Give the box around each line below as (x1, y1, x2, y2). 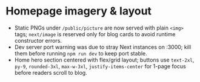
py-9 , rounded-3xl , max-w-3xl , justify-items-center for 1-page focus (14, 62, 186, 70)
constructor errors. (14, 37, 62, 44)
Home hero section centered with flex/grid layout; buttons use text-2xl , (14, 56, 195, 63)
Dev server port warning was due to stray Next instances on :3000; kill (14, 43, 192, 51)
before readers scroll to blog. (14, 69, 87, 76)
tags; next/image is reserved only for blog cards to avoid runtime (14, 30, 176, 37)
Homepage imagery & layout (5, 4, 152, 18)
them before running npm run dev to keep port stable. (14, 49, 148, 57)
